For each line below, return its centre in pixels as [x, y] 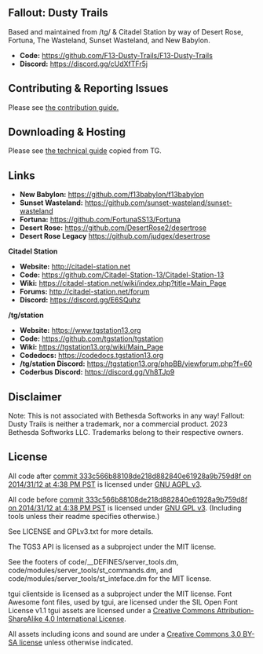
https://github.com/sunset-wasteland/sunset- [159, 203]
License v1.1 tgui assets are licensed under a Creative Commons [112, 610]
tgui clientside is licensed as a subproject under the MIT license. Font [120, 594]
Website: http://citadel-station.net [75, 267]
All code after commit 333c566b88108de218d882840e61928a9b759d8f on [130, 476]
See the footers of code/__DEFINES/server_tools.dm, [93, 561]
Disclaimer [35, 397]
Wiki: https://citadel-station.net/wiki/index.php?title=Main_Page [123, 283]
